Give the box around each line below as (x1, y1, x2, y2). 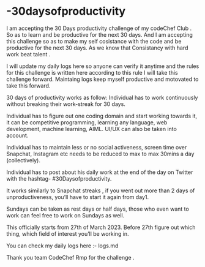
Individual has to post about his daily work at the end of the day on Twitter (6, 168, 193, 176)
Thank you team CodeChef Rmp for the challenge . (6, 254, 135, 261)
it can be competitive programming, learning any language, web (6, 118, 168, 126)
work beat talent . (6, 50, 51, 58)
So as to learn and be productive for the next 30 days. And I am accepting (6, 31, 193, 38)
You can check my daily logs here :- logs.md (6, 242, 119, 249)
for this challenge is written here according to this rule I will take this (6, 69, 179, 76)
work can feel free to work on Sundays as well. (6, 211, 125, 219)
